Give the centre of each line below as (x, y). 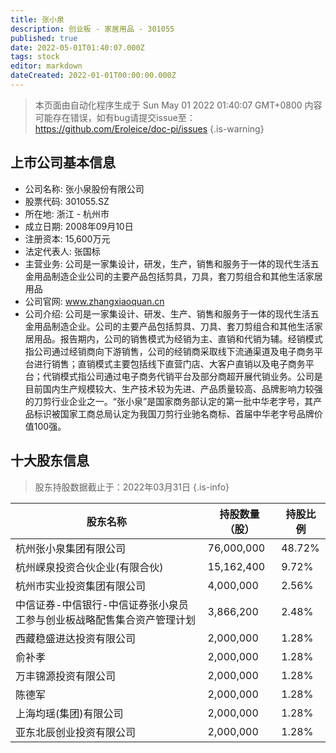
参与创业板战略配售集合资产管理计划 (111, 619)
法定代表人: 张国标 (62, 251)
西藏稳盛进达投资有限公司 (76, 638)
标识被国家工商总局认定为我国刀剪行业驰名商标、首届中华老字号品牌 (174, 413)
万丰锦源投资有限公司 (66, 676)
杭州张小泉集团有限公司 (71, 548)
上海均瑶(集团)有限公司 (69, 713)
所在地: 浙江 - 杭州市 (67, 213)
